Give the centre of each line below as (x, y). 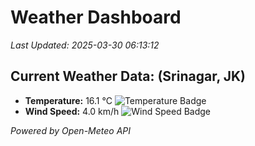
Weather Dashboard (96, 17)
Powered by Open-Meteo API (71, 130)
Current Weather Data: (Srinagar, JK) (128, 76)
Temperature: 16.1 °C (68, 100)
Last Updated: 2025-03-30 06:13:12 (85, 45)
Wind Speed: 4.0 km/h (72, 111)
